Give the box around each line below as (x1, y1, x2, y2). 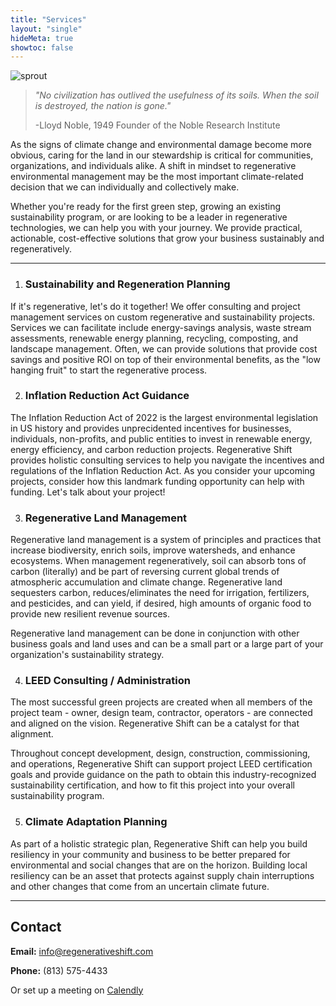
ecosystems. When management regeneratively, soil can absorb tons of (10, 555, 307, 567)
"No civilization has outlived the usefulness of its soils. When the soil (34, 89, 319, 101)
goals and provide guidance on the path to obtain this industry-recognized (10, 769, 317, 781)
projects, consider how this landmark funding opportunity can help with (10, 475, 305, 487)
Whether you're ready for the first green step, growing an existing (10, 201, 282, 213)
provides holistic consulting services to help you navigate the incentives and (10, 454, 325, 466)
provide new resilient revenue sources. (10, 608, 170, 620)
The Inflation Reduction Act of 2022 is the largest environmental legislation (10, 411, 319, 423)
